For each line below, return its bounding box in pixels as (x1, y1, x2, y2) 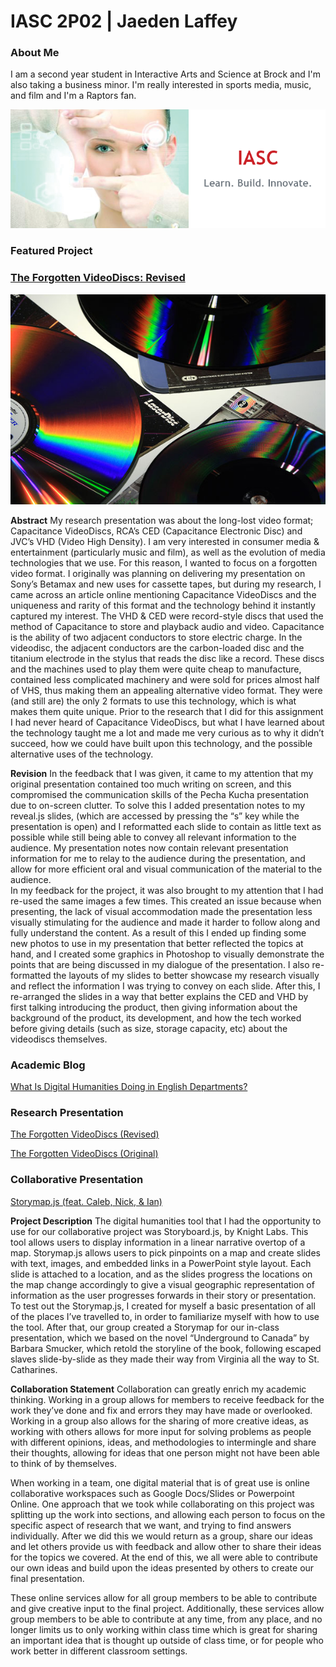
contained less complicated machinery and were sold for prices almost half (10, 673, 321, 685)
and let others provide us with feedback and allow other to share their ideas (10, 1540, 322, 1552)
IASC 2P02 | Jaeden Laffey (10, 10, 238, 33)
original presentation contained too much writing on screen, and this (10, 778, 292, 790)
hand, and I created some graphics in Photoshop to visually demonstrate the (10, 948, 325, 960)
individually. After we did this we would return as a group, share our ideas (10, 1530, 313, 1542)
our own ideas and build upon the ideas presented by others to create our (10, 1561, 315, 1574)
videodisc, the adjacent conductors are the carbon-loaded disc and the (10, 641, 305, 654)
